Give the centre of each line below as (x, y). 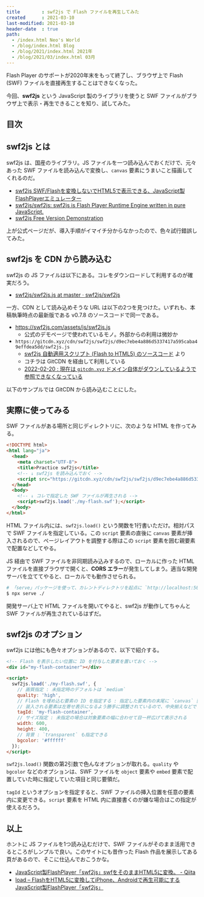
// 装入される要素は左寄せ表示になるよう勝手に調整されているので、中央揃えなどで (107, 706)
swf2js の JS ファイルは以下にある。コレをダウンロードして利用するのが (97, 275)
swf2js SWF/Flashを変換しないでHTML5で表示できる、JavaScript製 (100, 191)
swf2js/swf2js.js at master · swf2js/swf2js (67, 295)
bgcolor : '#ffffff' (42, 740)
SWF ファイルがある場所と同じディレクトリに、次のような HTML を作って (99, 426)
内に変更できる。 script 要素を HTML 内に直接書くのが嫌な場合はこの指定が (101, 800)
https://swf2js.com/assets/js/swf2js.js (63, 327)
